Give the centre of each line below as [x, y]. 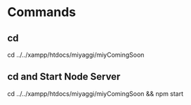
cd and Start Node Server [64, 77]
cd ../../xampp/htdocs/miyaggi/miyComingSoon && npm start [95, 93]
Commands [42, 12]
